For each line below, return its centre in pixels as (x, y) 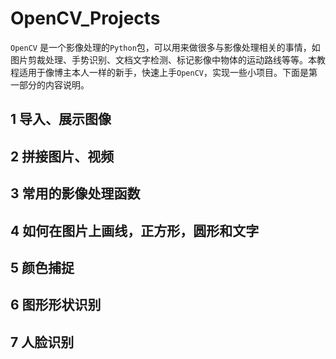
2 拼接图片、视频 (62, 156)
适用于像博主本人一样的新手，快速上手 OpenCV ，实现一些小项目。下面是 (163, 72)
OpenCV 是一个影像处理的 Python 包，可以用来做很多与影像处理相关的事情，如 (165, 47)
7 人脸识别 (42, 342)
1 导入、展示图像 (61, 119)
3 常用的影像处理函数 (75, 193)
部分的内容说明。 (54, 84)
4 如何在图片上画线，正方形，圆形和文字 (135, 230)
